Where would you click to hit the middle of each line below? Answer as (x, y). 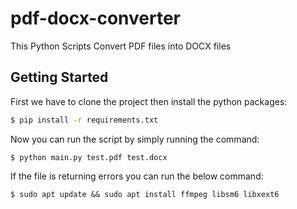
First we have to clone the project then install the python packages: (149, 101)
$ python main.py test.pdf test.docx (89, 157)
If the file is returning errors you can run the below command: (137, 176)
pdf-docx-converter (95, 18)
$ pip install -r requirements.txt (84, 120)
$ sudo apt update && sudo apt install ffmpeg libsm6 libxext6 (145, 194)
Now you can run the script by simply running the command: (135, 139)
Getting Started (59, 77)
